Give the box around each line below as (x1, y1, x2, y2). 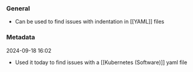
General (6, 4, 30, 13)
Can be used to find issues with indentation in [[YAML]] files (14, 18, 165, 25)
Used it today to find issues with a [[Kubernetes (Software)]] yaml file (14, 59, 188, 66)
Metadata (6, 33, 35, 42)
